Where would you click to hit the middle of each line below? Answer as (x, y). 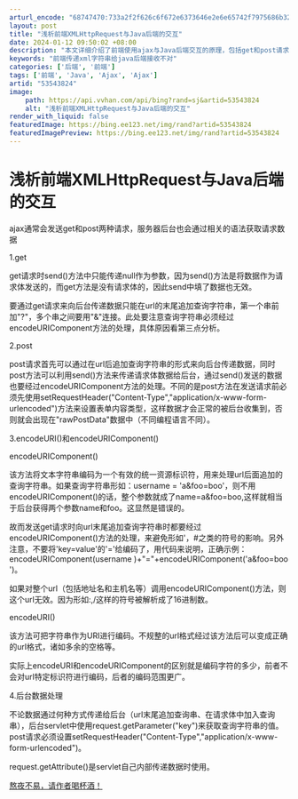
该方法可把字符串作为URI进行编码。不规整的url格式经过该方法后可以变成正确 (149, 635)
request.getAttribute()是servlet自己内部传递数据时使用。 (112, 766)
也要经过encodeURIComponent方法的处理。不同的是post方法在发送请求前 (144, 386)
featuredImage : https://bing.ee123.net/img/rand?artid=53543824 (130, 125)
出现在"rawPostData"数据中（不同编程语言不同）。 (124, 419)
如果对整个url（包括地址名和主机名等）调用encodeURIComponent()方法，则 (148, 588)
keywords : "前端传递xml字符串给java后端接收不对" (93, 59)
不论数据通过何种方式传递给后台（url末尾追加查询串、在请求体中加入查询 (142, 714)
